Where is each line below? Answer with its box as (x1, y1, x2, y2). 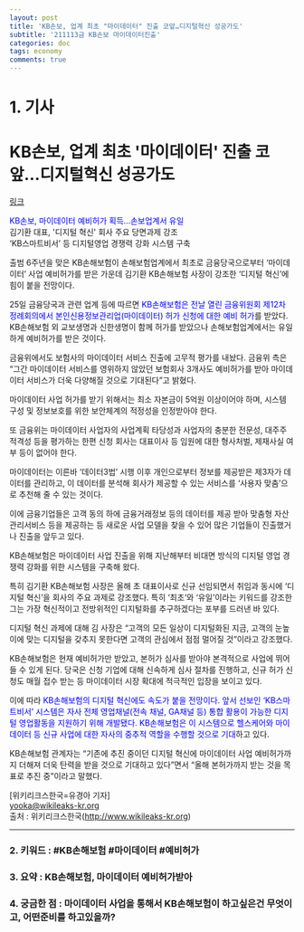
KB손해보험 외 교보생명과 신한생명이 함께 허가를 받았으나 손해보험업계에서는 (9, 322, 277, 333)
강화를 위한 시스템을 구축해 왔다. (25, 562, 140, 573)
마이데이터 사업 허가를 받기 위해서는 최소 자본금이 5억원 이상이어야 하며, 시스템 (9, 395, 287, 405)
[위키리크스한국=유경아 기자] (9, 790, 110, 801)
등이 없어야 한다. (18, 447, 77, 458)
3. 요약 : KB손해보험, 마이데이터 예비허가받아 (9, 870, 193, 883)
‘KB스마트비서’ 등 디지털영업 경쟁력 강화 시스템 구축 (9, 238, 191, 249)
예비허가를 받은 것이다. (25, 333, 107, 344)
